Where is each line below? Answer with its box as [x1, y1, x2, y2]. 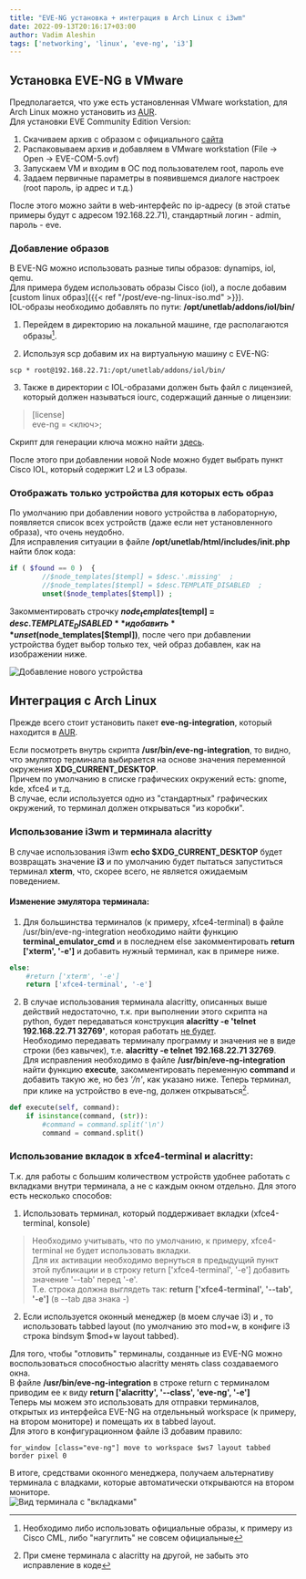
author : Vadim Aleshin [9, 30, 96, 39]
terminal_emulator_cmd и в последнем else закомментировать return [22, 936, 295, 947]
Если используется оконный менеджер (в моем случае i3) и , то [22, 1311, 274, 1322]
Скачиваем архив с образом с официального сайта [22, 134, 224, 145]
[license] [31, 410, 66, 421]
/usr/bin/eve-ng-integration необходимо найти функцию [22, 926, 239, 937]
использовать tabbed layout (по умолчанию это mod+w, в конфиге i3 [22, 1320, 291, 1332]
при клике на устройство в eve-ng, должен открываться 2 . [22, 1084, 250, 1096]
